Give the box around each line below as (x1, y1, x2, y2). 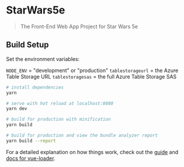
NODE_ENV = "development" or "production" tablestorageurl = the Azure (6, 67, 179, 74)
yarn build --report (6, 138, 57, 144)
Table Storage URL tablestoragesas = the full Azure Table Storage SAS (6, 73, 177, 80)
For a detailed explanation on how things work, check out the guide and (6, 148, 179, 155)
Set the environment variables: (6, 55, 80, 62)
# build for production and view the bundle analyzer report (6, 132, 158, 138)
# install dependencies (6, 84, 64, 90)
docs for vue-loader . (6, 155, 55, 162)
